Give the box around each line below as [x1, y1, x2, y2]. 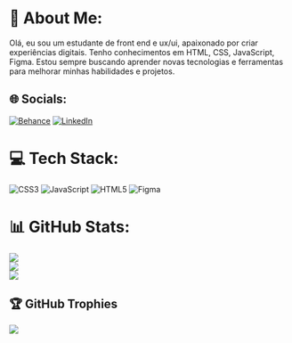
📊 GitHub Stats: [9, 216, 131, 237]
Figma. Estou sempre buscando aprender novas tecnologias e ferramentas [9, 56, 283, 67]
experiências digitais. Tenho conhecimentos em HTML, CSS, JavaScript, [9, 46, 275, 57]
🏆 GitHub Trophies [9, 297, 118, 312]
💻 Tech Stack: [9, 148, 119, 168]
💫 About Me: [9, 8, 103, 29]
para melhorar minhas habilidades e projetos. [9, 66, 175, 77]
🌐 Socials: [9, 92, 68, 107]
